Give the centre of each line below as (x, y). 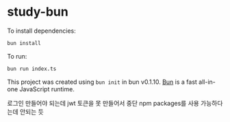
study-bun (38, 12)
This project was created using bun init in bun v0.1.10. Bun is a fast (102, 82)
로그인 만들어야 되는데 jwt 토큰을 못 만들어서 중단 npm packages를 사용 (103, 103)
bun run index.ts (32, 69)
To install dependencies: (42, 31)
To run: (17, 56)
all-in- (207, 82)
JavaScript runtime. (47, 89)
